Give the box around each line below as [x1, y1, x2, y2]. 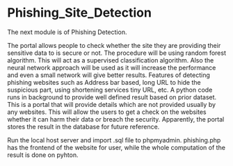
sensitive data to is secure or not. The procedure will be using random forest [7, 49, 226, 57]
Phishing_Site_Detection [7, 5, 152, 21]
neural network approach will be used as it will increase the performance [7, 63, 216, 72]
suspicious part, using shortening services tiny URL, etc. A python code [7, 85, 213, 94]
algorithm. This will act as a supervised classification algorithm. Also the [7, 56, 214, 64]
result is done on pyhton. [7, 151, 79, 159]
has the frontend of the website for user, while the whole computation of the [7, 143, 226, 151]
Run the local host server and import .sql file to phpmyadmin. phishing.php [7, 135, 221, 144]
